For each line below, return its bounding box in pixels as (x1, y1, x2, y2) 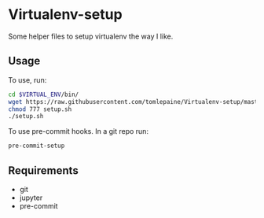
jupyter (19, 193, 43, 202)
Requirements (8, 164, 79, 177)
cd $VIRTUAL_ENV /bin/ (8, 91, 79, 98)
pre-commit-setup (8, 142, 65, 150)
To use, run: (8, 75, 47, 84)
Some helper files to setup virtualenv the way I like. (8, 31, 174, 41)
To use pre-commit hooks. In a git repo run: (8, 127, 149, 136)
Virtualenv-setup (8, 6, 123, 24)
